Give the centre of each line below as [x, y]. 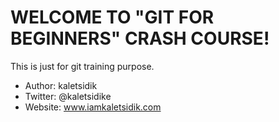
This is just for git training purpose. [82, 66]
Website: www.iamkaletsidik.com [93, 107]
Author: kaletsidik [61, 85]
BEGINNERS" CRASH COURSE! [140, 38]
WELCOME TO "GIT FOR [112, 17]
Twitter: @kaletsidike [68, 96]
